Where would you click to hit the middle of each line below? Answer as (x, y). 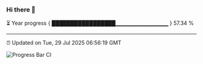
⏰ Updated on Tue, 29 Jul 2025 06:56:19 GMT (64, 43)
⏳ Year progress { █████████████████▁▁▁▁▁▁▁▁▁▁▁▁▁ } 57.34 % (100, 23)
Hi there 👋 (21, 10)
